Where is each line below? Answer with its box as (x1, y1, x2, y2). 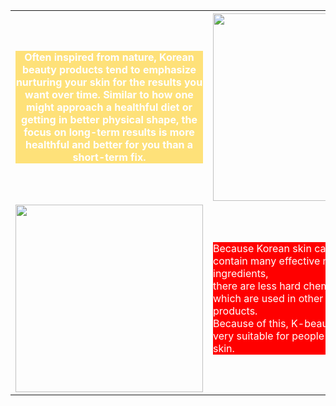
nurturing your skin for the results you (15, 75, 203, 89)
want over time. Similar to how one (24, 88, 194, 101)
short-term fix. (72, 150, 147, 164)
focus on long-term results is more (23, 125, 195, 139)
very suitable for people (213, 329, 325, 343)
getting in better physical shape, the (21, 113, 198, 126)
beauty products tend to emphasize (21, 63, 197, 76)
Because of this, (213, 317, 289, 330)
